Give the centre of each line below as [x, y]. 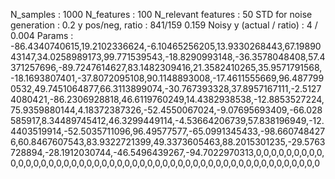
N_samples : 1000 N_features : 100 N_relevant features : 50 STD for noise [161, 14]
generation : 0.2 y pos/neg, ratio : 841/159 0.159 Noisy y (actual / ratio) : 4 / [164, 25]
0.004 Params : [42, 35]
